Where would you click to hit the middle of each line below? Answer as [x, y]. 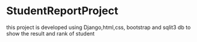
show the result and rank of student [51, 33]
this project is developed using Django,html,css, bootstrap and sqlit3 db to [98, 27]
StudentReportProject [62, 11]
